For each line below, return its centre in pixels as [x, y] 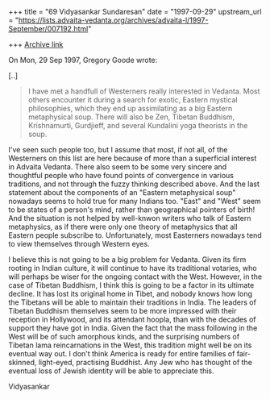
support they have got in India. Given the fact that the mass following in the [133, 328]
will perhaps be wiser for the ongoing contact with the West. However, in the [135, 276]
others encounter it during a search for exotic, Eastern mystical [133, 100]
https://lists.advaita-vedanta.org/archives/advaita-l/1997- [113, 20]
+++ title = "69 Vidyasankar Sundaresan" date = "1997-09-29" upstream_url [135, 12]
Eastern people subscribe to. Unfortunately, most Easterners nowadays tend [135, 235]
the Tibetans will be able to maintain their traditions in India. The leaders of [132, 302]
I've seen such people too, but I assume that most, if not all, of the [118, 150]
